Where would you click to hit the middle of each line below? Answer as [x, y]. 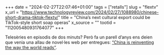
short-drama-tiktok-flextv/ [32, 17]
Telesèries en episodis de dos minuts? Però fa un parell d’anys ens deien [79, 37]
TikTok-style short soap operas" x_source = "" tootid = [61, 22]
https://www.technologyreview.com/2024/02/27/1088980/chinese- [90, 12]
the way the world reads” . [31, 47]
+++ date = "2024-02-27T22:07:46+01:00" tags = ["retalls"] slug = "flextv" [82, 7]
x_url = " [14, 12]
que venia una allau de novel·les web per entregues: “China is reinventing [80, 42]
